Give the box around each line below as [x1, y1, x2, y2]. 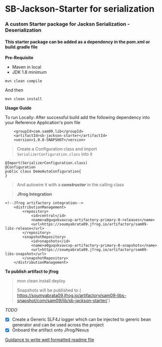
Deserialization [5, 27, 42, 33]
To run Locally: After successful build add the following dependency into [5, 115, 150, 120]
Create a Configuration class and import [16, 146, 97, 152]
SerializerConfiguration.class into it [16, 151, 93, 157]
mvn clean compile [5, 79, 42, 83]
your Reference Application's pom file [5, 120, 81, 126]
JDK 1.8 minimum [12, 69, 47, 75]
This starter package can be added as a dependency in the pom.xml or [5, 39, 150, 45]
